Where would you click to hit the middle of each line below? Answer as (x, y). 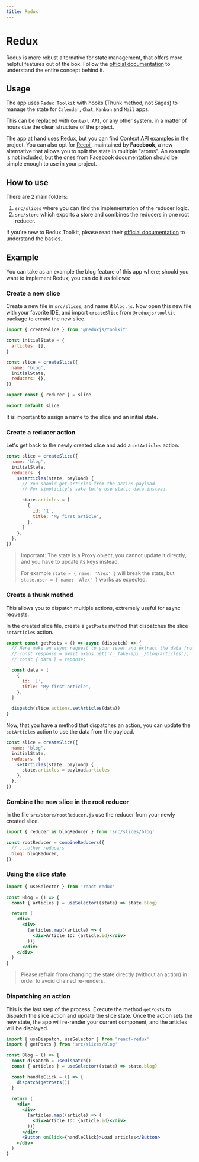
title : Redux (22, 12)
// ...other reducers (38, 848)
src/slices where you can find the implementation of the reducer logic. (102, 208)
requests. (18, 614)
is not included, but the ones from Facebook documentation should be (92, 157)
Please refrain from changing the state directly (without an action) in (104, 974)
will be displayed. (27, 1028)
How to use (27, 182)
